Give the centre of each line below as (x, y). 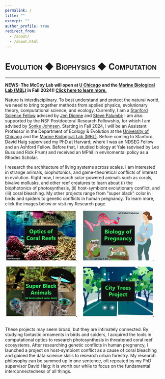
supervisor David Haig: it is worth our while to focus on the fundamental (78, 366)
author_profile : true (27, 26)
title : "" (15, 16)
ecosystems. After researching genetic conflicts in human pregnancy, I (77, 345)
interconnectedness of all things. (38, 371)
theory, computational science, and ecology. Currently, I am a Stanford (77, 110)
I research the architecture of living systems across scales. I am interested (80, 167)
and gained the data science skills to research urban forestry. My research (81, 356)
